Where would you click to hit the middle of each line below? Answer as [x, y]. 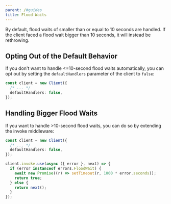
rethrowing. [17, 40]
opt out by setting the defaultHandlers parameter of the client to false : [80, 74]
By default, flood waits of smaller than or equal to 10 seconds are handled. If [86, 29]
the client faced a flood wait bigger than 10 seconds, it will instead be [78, 35]
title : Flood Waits [26, 15]
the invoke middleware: [30, 131]
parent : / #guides [24, 10]
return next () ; [31, 187]
